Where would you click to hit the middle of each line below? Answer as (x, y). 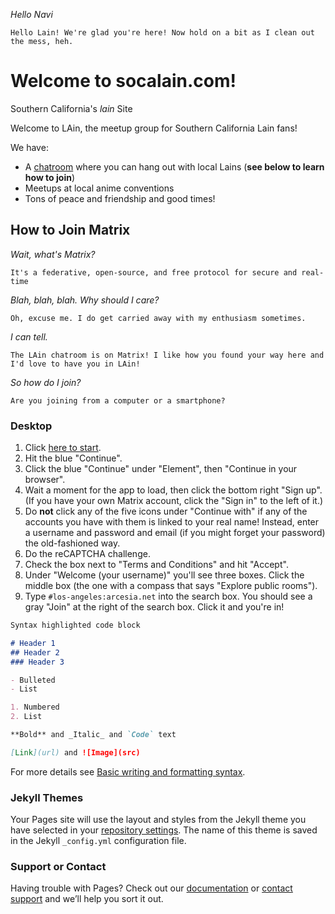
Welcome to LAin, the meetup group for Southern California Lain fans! (154, 128)
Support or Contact (58, 867)
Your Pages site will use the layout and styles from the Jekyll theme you (158, 820)
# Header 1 (33, 643)
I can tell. (29, 336)
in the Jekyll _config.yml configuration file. (98, 841)
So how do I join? (46, 382)
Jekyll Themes (47, 797)
